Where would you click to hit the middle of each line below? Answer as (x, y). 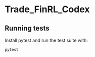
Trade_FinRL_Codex (47, 9)
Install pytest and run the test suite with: (46, 40)
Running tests (27, 28)
